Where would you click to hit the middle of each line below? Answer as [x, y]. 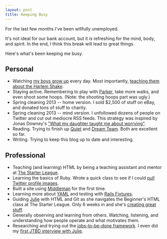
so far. [19, 134]
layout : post [19, 10]
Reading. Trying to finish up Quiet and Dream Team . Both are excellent [85, 129]
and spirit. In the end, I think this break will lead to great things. [70, 43]
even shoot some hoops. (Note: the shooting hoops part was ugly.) [81, 97]
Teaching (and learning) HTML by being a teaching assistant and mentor [87, 167]
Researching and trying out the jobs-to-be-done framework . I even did [85, 226]
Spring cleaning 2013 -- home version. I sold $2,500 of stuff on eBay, [84, 102]
